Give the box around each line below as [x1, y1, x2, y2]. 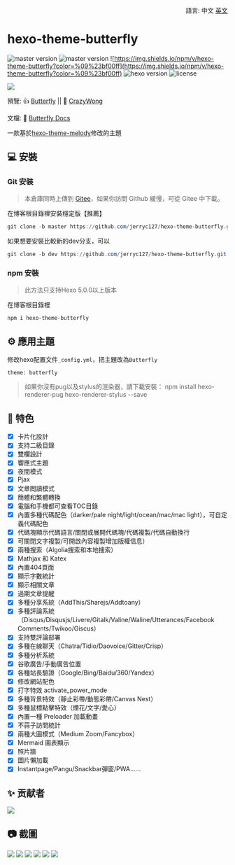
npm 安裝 [7, 268, 40, 278]
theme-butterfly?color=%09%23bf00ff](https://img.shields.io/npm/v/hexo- [7, 62, 225, 70]
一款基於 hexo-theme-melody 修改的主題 [7, 128, 122, 137]
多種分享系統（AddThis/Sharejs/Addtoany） [17, 598, 145, 607]
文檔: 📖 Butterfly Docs [7, 113, 71, 122]
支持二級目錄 [17, 441, 55, 449]
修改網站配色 [17, 677, 55, 685]
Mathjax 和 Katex [17, 554, 67, 563]
